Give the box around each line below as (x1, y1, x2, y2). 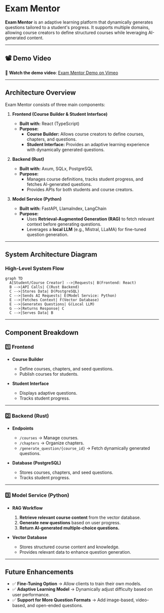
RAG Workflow (12, 505, 43, 511)
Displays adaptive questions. (19, 390, 78, 396)
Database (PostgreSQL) (12, 460, 61, 466)
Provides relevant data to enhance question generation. (19, 549, 131, 555)
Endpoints (12, 425, 34, 432)
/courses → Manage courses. (19, 435, 79, 441)
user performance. (12, 592, 50, 598)
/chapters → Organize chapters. (19, 440, 84, 446)
